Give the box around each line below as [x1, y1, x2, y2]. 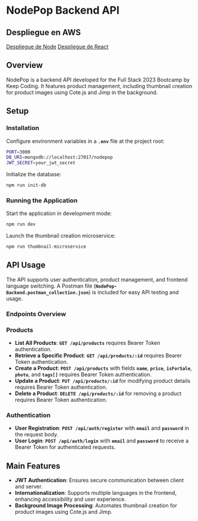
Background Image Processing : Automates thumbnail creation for [14, 502, 177, 509]
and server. [14, 483, 43, 490]
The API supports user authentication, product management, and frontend [6, 276, 188, 283]
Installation [6, 124, 40, 132]
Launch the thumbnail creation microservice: [6, 232, 116, 239]
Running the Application [6, 196, 78, 204]
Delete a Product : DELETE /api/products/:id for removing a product [14, 390, 182, 397]
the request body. [14, 431, 58, 438]
